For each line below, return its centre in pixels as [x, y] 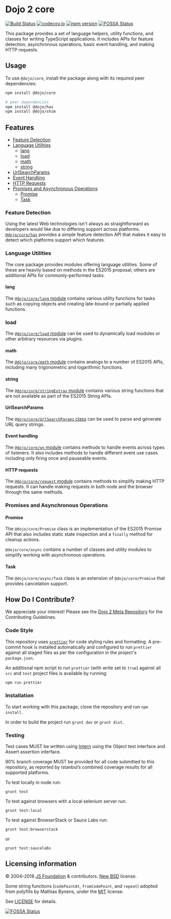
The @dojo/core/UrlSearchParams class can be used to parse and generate [83, 419]
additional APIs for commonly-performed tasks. [55, 275]
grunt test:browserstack [32, 830]
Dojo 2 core [30, 9]
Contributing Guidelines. [31, 617]
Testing [15, 735]
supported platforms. [28, 772]
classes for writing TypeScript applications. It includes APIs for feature [79, 39]
